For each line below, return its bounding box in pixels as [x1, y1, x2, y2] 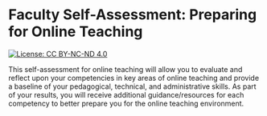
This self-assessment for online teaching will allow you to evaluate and [8, 64, 243, 74]
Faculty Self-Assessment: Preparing [8, 6, 257, 24]
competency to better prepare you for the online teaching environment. [8, 98, 244, 108]
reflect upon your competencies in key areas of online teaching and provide [8, 73, 260, 82]
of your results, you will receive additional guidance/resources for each [8, 90, 244, 99]
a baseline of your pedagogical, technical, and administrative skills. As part [8, 82, 257, 91]
